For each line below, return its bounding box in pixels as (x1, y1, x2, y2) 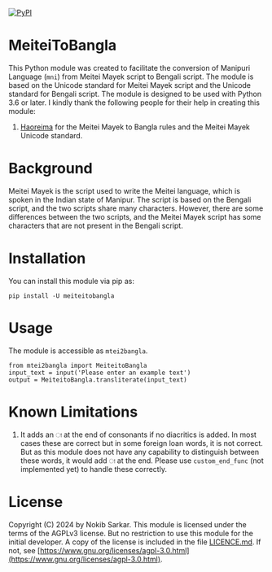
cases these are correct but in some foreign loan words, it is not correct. (20, 438, 263, 448)
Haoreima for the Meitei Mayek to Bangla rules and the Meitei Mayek (20, 122, 251, 132)
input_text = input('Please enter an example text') (8, 369, 191, 377)
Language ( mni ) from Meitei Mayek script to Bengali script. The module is (8, 72, 254, 81)
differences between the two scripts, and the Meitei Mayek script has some (8, 212, 261, 221)
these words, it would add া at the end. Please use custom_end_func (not (20, 456, 265, 465)
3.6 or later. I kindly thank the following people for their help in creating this (8, 98, 261, 107)
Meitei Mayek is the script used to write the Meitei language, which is (8, 186, 240, 195)
